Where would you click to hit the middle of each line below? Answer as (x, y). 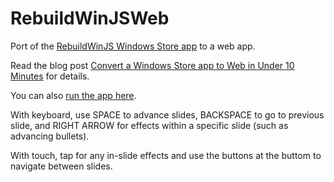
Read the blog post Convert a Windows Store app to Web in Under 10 (152, 65)
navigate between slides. (61, 166)
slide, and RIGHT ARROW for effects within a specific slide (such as (149, 125)
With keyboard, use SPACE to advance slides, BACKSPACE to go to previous (167, 114)
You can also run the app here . (73, 95)
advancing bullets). (50, 136)
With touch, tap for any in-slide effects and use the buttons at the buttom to (166, 155)
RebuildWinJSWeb (90, 18)
